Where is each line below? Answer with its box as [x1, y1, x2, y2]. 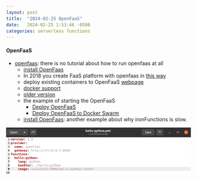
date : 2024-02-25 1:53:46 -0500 [6, 22, 91, 28]
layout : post [6, 9, 38, 15]
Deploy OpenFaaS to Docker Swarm [32, 110, 119, 117]
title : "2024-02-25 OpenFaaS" [6, 15, 83, 22]
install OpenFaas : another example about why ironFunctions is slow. [23, 116, 188, 123]
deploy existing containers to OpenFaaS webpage [23, 79, 144, 86]
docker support [23, 85, 61, 92]
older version [23, 91, 56, 98]
